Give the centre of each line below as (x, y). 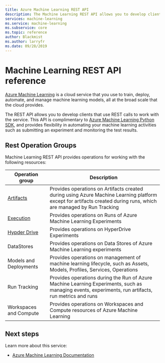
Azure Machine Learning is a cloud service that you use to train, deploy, (78, 94)
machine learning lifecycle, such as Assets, (99, 264)
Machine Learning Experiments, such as (96, 284)
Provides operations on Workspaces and (96, 304)
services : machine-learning (34, 19)
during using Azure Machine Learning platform (103, 195)
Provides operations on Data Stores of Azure (101, 243)
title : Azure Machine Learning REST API (47, 10)
